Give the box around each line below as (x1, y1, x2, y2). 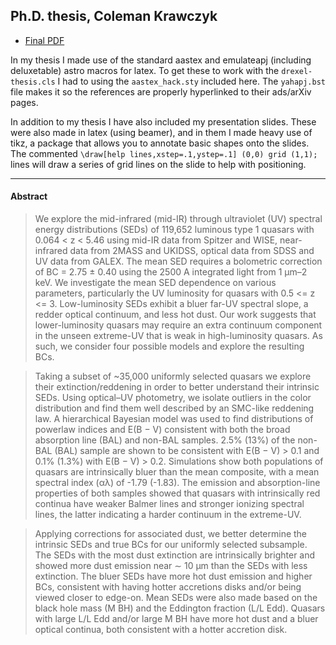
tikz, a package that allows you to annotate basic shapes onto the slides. (10, 137, 310, 149)
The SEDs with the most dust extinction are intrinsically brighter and (34, 549, 316, 561)
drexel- (281, 66, 313, 76)
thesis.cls (10, 77, 56, 87)
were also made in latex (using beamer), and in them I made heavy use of (10, 126, 313, 138)
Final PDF (24, 34, 65, 46)
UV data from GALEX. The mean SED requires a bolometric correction (34, 255, 323, 268)
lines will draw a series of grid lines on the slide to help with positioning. (10, 158, 307, 170)
